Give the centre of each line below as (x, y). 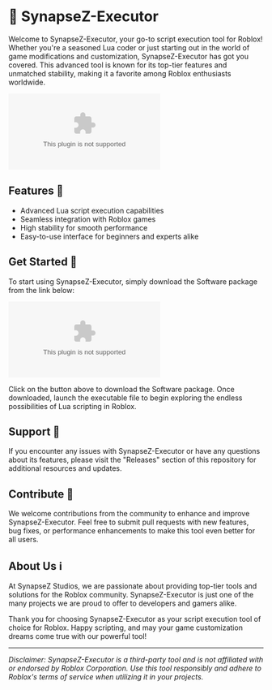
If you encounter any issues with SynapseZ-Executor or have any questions (134, 451)
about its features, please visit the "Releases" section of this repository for (132, 460)
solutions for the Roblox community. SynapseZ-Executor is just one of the (131, 595)
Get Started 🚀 (43, 262)
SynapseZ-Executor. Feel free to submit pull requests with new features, (129, 522)
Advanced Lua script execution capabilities (92, 210)
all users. (23, 540)
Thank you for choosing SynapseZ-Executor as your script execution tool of (135, 619)
